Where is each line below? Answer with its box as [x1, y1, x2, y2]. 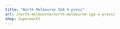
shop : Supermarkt [5, 16, 41, 21]
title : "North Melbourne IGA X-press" [5, 7, 85, 12]
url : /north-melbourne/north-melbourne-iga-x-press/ [5, 12, 116, 17]
